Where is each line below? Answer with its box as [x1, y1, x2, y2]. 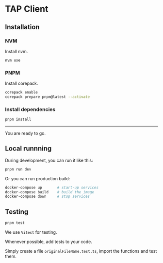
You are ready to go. [5, 130, 46, 136]
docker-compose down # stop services [5, 194, 90, 199]
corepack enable [5, 90, 38, 95]
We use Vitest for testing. [5, 229, 57, 235]
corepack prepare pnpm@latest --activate [5, 94, 90, 99]
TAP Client [5, 3, 49, 15]
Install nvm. [5, 48, 28, 54]
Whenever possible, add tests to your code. [5, 239, 92, 244]
